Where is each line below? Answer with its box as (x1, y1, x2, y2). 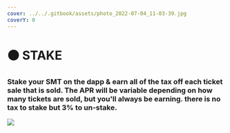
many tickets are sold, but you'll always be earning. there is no (7, 94, 221, 103)
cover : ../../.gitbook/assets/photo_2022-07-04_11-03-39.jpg (7, 10, 187, 17)
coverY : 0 (7, 17, 36, 23)
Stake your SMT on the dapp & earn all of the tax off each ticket (7, 76, 223, 86)
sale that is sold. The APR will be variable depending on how (7, 85, 213, 95)
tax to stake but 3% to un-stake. (7, 103, 117, 112)
